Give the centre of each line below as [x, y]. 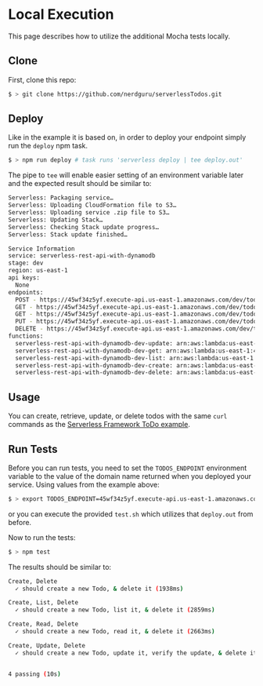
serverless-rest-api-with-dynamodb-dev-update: [94, 343]
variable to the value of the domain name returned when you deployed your [130, 476]
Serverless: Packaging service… [61, 198]
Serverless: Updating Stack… [56, 220]
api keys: [24, 278]
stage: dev [26, 263]
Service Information [42, 249]
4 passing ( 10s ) [34, 674]
